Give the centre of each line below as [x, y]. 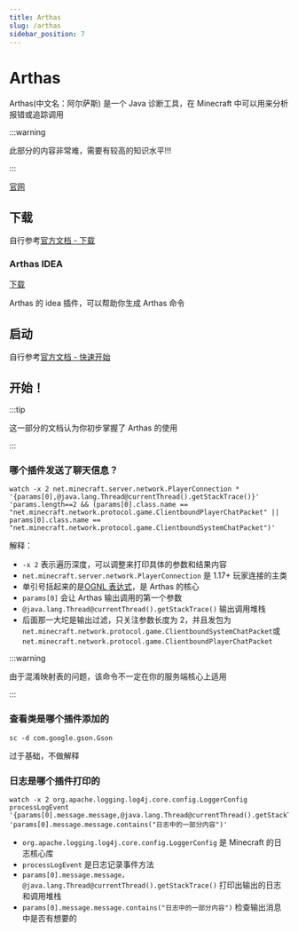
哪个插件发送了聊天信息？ [64, 470]
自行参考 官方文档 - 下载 [52, 241]
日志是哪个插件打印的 [55, 780]
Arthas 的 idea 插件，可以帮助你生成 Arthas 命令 [97, 304]
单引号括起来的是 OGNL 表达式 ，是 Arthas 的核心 [110, 587]
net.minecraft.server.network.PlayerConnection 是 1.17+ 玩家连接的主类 [155, 576]
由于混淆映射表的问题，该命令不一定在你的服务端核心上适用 [118, 676]
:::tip [17, 410]
